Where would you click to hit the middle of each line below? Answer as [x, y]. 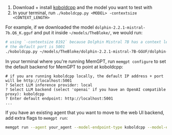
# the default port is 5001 [35, 47]
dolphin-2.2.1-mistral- [120, 28]
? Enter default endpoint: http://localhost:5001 [59, 98]
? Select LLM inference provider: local [49, 85]
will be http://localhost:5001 [39, 81]
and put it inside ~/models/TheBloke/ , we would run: [88, 32]
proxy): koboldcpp [25, 94]
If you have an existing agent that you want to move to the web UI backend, [85, 112]
